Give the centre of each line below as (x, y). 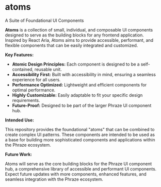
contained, (23, 69)
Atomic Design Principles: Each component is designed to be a (76, 64)
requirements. (26, 100)
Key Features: (19, 54)
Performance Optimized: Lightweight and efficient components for (79, 85)
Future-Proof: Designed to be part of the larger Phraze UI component (82, 105)
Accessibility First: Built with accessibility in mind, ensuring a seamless (84, 74)
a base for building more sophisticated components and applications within (80, 139)
